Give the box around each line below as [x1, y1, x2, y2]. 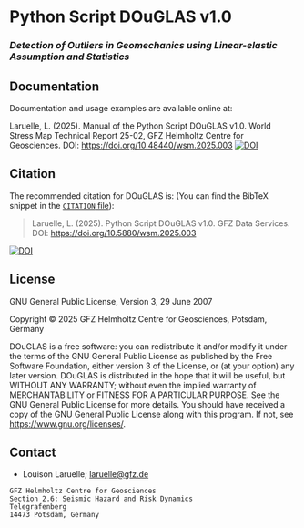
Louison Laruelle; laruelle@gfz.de [22, 469, 149, 480]
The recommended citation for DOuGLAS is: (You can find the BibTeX [9, 190, 269, 202]
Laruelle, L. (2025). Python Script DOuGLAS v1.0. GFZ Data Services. [31, 217, 290, 229]
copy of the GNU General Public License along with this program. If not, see [9, 409, 294, 419]
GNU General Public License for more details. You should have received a [9, 399, 285, 409]
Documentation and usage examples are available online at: [9, 102, 233, 113]
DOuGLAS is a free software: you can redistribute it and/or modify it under [9, 340, 288, 352]
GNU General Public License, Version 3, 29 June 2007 [9, 295, 213, 306]
